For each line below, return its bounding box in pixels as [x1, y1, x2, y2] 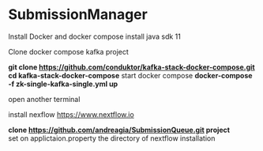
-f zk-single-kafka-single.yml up [8, 79, 118, 89]
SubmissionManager [8, 6, 148, 24]
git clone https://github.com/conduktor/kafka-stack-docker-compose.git [8, 62, 255, 72]
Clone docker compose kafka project [8, 47, 129, 56]
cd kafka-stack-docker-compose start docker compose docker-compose [8, 70, 253, 80]
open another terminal [8, 94, 81, 104]
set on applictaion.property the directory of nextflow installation [8, 133, 216, 143]
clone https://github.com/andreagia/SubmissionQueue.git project [8, 125, 231, 134]
